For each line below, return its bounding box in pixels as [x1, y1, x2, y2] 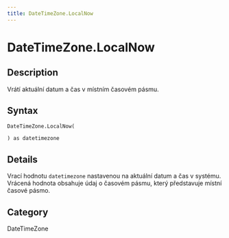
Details [7, 154, 38, 165]
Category [7, 206, 49, 218]
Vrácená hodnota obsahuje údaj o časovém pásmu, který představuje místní [7, 179, 222, 187]
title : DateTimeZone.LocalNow [7, 10, 94, 17]
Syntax [7, 105, 38, 117]
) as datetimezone [7, 135, 60, 142]
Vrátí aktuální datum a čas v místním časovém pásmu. [7, 85, 159, 93]
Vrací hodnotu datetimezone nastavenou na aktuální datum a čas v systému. [7, 172, 221, 180]
